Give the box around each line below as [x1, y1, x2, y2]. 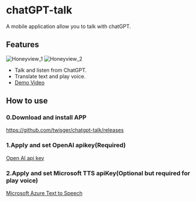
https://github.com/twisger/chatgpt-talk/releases [6, 127, 124, 134]
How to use [6, 96, 48, 106]
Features [6, 40, 39, 50]
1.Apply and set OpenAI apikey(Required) [6, 141, 126, 149]
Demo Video [14, 79, 45, 86]
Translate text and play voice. [14, 72, 86, 79]
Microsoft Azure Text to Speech [6, 190, 83, 197]
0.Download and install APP [6, 113, 87, 121]
